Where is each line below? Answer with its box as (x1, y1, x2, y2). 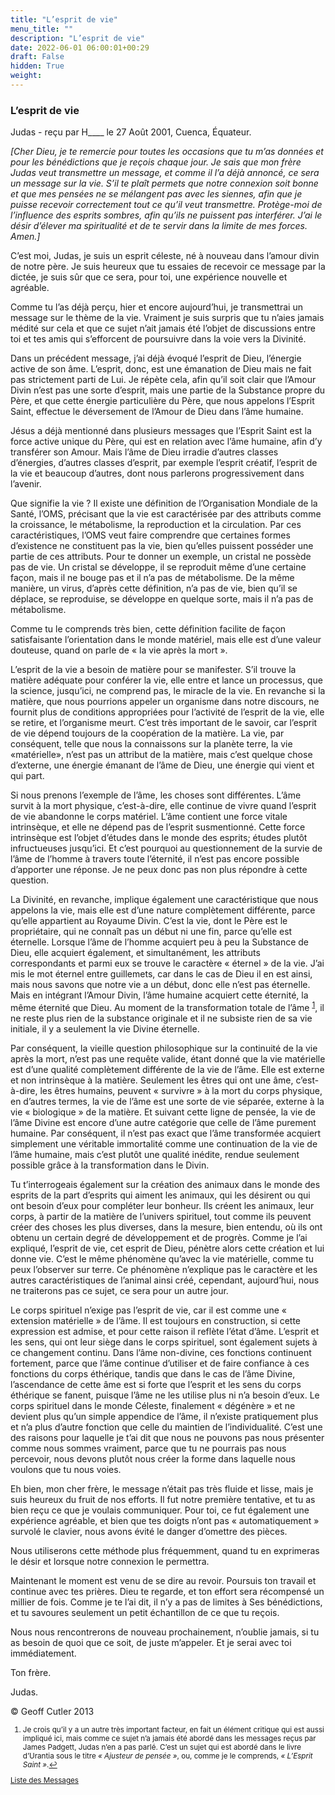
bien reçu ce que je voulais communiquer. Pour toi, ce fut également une (10, 1504, 310, 1516)
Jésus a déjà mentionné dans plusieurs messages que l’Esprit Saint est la (10, 425, 312, 437)
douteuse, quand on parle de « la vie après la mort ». (10, 644, 228, 656)
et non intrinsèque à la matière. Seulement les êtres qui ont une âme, (10, 1074, 294, 1086)
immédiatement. (10, 1647, 77, 1659)
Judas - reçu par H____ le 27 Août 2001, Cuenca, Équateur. (10, 126, 252, 138)
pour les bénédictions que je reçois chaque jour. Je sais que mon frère (10, 156, 302, 168)
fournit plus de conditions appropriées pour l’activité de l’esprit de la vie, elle (10, 706, 325, 718)
